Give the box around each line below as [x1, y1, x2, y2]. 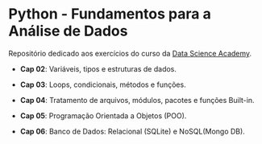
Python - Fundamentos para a [8, 5, 211, 23]
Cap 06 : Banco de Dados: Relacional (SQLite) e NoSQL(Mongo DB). [19, 126, 246, 136]
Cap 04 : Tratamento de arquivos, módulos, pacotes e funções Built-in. [19, 95, 255, 105]
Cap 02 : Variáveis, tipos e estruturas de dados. [19, 64, 177, 73]
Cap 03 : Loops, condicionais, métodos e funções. [19, 80, 187, 89]
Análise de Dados [8, 22, 128, 40]
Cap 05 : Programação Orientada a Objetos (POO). [19, 110, 187, 121]
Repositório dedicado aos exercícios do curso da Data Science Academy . [8, 48, 252, 58]
